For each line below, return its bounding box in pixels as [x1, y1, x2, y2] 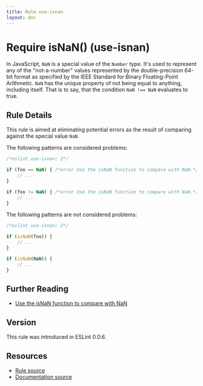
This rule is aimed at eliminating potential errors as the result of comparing [6, 126, 192, 133]
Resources [6, 351, 48, 361]
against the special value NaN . [6, 132, 80, 140]
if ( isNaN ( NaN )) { [6, 256, 53, 262]
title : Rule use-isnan [6, 8, 63, 15]
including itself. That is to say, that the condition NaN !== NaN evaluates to [6, 86, 188, 94]
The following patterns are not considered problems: [6, 211, 137, 218]
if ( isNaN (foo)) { [6, 234, 53, 240]
